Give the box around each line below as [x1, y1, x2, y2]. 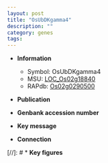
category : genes [7, 29, 53, 36]
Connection [16, 135, 51, 144]
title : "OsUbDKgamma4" [7, 16, 72, 23]
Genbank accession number [16, 109, 99, 117]
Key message [16, 122, 57, 130]
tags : [7, 36, 23, 42]
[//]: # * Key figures [7, 149, 63, 157]
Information [16, 54, 52, 62]
